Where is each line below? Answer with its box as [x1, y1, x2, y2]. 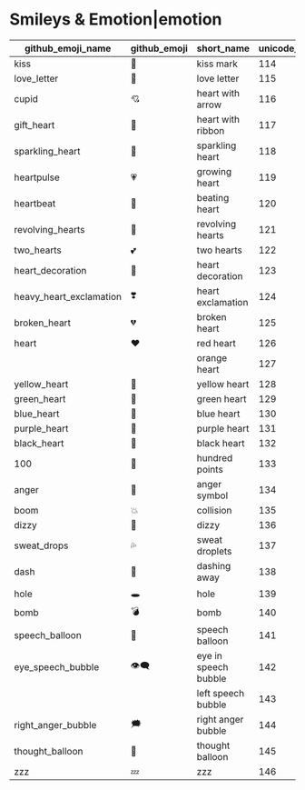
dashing [196, 559, 231, 572]
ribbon [196, 124, 225, 136]
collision [196, 504, 232, 516]
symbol [196, 489, 229, 502]
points [196, 463, 224, 475]
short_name [196, 42, 251, 55]
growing [196, 165, 232, 177]
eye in [196, 649, 222, 662]
